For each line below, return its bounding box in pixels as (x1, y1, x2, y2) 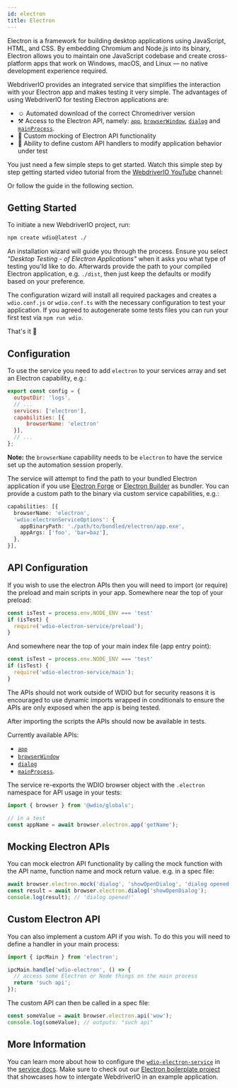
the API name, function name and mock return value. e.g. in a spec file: (7, 867, 214, 876)
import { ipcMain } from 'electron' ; (7, 953, 119, 961)
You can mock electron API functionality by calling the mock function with (7, 860, 223, 868)
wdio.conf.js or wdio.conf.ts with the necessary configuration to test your (7, 299, 226, 307)
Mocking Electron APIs (7, 840, 110, 852)
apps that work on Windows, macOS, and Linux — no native (33, 59, 209, 67)
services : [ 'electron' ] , (13, 407, 87, 415)
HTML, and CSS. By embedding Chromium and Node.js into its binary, (7, 44, 211, 52)
